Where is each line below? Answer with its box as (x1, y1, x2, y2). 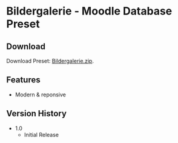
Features (6, 75, 41, 85)
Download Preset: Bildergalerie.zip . (6, 58, 94, 64)
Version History (6, 108, 67, 119)
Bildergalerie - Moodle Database (6, 4, 173, 18)
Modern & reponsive (15, 91, 67, 98)
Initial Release (24, 131, 59, 138)
